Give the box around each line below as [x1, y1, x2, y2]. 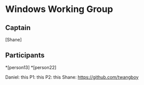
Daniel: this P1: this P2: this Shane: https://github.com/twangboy [5, 74, 139, 80]
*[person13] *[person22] [5, 64, 57, 70]
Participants [5, 51, 44, 59]
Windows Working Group [5, 3, 113, 15]
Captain [5, 23, 31, 32]
